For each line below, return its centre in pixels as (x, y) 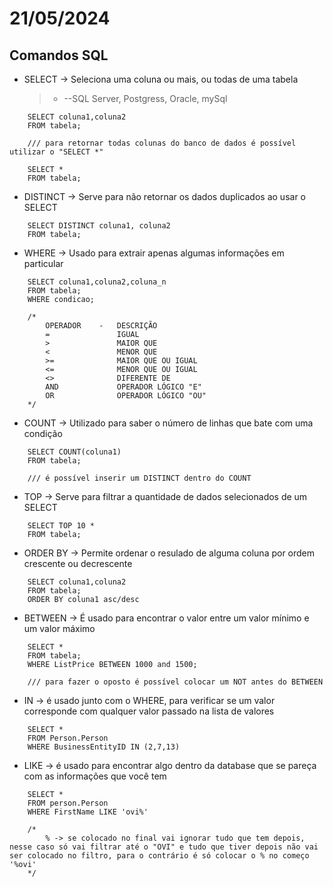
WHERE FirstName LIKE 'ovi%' (88, 812)
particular (43, 263)
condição (43, 433)
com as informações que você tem (95, 776)
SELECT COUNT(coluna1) (74, 452)
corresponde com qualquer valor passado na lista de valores (149, 711)
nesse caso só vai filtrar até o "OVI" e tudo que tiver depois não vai (164, 847)
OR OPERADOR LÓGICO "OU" (126, 396)
